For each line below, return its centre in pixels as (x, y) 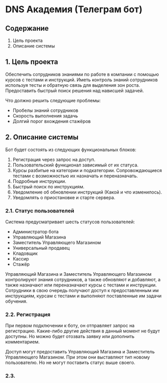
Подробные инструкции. (39, 181)
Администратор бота (36, 231)
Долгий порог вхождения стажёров (52, 121)
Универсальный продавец (41, 248)
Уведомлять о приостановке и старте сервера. (64, 197)
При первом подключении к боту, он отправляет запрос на (70, 326)
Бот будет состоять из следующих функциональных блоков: (71, 150)
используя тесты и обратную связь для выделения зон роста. (73, 85)
